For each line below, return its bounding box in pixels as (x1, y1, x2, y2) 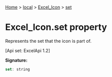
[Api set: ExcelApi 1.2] (5, 47, 50, 54)
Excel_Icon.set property (5, 22, 107, 33)
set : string (5, 67, 30, 72)
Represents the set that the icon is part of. (5, 38, 91, 44)
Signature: (5, 57, 27, 63)
